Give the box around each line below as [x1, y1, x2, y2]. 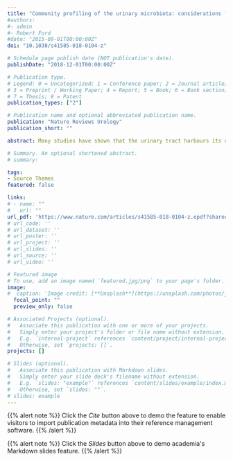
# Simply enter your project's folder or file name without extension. [7, 328, 225, 336]
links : [7, 195, 26, 201]
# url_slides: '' [7, 246, 58, 253]
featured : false [7, 181, 54, 189]
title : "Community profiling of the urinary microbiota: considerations [7, 10, 222, 17]
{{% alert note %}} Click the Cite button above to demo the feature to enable [7, 411, 226, 419]
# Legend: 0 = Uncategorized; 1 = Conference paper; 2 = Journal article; [7, 80, 228, 87]
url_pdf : [7, 213, 33, 220]
